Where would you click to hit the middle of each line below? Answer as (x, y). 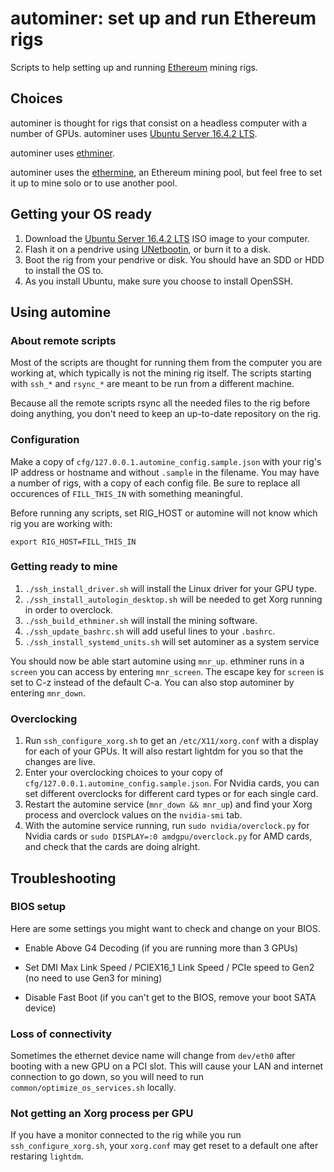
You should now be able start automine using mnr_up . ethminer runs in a (157, 661)
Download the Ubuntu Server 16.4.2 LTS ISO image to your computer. (167, 238)
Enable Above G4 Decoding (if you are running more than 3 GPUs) (161, 948)
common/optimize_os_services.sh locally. (93, 1088)
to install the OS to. (64, 270)
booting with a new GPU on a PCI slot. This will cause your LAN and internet (167, 1066)
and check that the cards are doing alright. (112, 847)
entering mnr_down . (48, 693)
